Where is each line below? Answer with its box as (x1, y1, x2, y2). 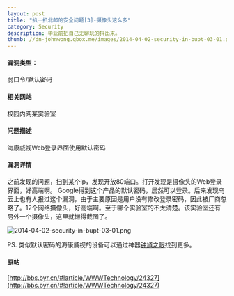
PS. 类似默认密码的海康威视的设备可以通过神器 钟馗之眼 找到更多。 (7, 240, 196, 249)
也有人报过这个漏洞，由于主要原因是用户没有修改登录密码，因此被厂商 (19, 194, 221, 203)
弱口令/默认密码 (7, 75, 53, 84)
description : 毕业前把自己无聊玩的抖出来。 (7, 29, 120, 37)
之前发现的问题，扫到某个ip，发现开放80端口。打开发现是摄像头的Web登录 (7, 177, 223, 185)
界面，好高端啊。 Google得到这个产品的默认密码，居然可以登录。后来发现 (7, 186, 219, 194)
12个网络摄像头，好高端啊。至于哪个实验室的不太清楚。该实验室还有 (25, 203, 221, 212)
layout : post (7, 10, 45, 17)
